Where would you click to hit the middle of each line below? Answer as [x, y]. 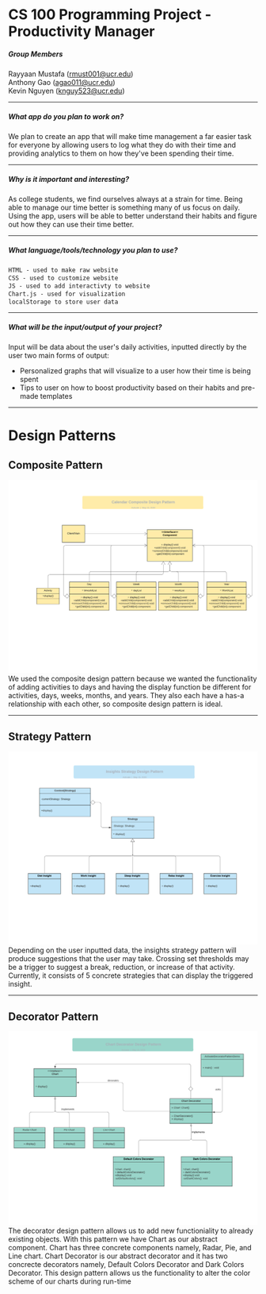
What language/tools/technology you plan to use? [93, 250]
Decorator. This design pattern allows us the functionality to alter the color [129, 1273]
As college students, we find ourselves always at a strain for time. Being [125, 199]
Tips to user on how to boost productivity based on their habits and [129, 388]
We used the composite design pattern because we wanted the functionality [133, 679]
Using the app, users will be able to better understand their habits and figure [133, 216]
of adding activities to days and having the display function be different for [130, 687]
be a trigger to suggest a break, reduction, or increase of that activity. [122, 968]
